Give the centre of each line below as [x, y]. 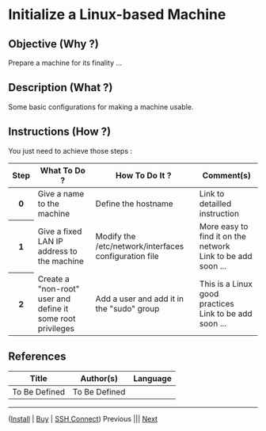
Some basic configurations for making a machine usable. [101, 107]
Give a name [61, 193]
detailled [215, 204]
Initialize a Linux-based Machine [117, 15]
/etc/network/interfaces [140, 246]
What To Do [63, 170]
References [37, 357]
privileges [56, 328]
